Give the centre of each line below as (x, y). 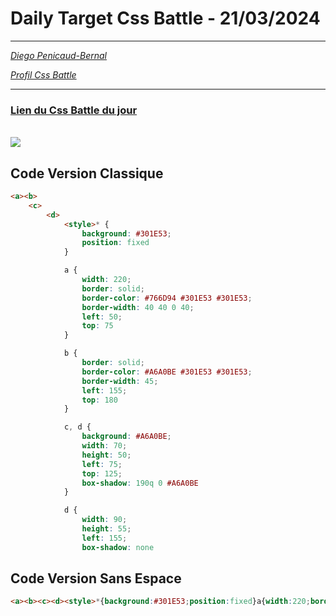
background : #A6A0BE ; (126, 437)
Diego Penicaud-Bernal (58, 55)
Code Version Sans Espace (96, 578)
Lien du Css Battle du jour (74, 110)
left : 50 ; (102, 317)
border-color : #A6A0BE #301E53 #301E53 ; (167, 372)
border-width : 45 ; (120, 381)
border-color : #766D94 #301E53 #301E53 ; (167, 298)
